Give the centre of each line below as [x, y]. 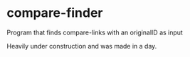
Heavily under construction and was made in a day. [82, 46]
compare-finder [55, 13]
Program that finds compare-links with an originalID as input [95, 32]
